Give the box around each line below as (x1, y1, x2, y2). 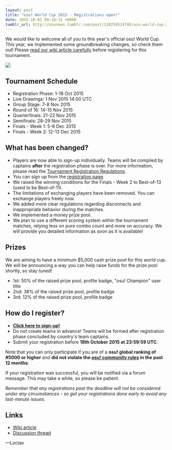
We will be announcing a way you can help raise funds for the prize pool (5, 262, 158, 268)
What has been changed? (5, 143, 89, 152)
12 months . (5, 360, 30, 366)
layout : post (5, 7, 33, 13)
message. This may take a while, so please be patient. (5, 375, 119, 381)
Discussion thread (12, 430, 51, 436)
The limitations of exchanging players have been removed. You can (12, 190, 155, 196)
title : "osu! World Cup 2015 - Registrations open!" (5, 12, 120, 17)
